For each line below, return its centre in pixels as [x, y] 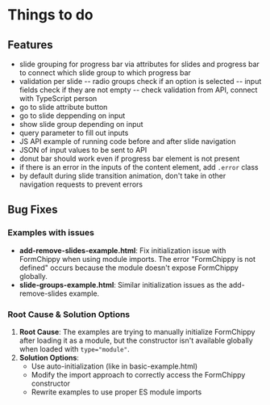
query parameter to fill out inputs [74, 133]
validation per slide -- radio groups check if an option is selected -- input [140, 81]
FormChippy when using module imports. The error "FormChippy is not [137, 259]
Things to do [50, 15]
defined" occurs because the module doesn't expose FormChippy [129, 268]
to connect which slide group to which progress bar [105, 73]
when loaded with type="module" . [74, 348]
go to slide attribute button [63, 107]
